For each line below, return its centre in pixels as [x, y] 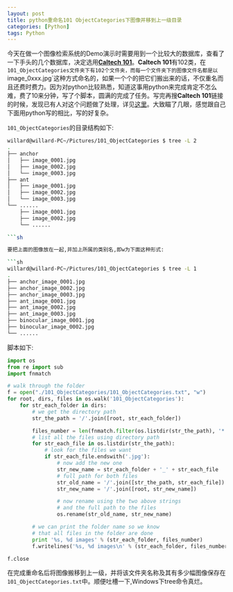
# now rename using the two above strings [119, 501]
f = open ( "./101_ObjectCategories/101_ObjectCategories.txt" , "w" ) [107, 393]
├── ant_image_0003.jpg [42, 314]
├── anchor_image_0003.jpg [46, 295]
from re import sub [35, 367]
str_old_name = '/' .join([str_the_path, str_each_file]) [141, 482]
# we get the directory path [74, 412]
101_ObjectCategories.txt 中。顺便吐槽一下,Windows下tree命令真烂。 [107, 582]
